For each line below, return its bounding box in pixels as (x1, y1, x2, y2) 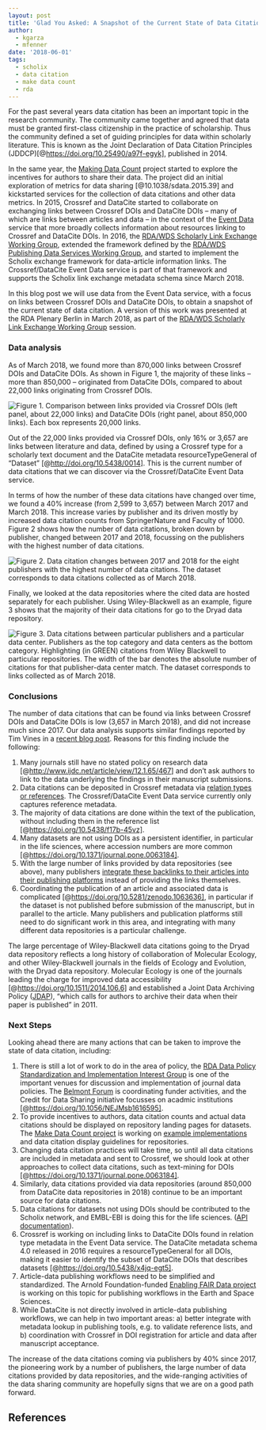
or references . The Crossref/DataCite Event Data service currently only (19, 791, 252, 800)
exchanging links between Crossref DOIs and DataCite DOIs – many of (8, 207, 237, 216)
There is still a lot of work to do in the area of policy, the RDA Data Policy (19, 1061, 256, 1071)
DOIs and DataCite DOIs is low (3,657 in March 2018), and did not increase (8, 717, 251, 726)
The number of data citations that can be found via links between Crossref (8, 708, 251, 718)
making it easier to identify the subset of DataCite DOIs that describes (19, 1255, 248, 1265)
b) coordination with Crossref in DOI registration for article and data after (19, 1330, 257, 1340)
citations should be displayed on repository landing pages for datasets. (19, 1121, 252, 1130)
